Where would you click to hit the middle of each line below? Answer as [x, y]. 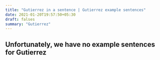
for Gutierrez [26, 52]
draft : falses [20, 19]
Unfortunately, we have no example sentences [80, 44]
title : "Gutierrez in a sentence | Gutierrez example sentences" [75, 10]
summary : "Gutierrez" [28, 24]
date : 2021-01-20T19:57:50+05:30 [41, 15]
